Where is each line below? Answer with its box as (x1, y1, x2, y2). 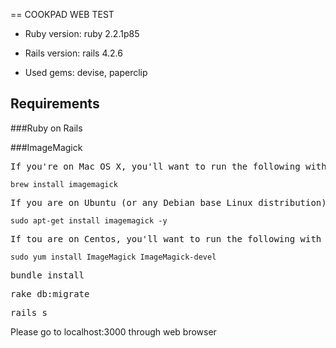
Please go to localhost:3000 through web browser (10, 325, 217, 338)
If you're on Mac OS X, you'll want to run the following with (10, 160, 327, 172)
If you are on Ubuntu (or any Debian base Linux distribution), (10, 197, 333, 208)
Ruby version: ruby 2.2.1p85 (24, 28, 140, 39)
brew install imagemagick (10, 179, 118, 189)
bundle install (10, 269, 85, 281)
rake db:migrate (10, 288, 90, 299)
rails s (10, 307, 48, 318)
